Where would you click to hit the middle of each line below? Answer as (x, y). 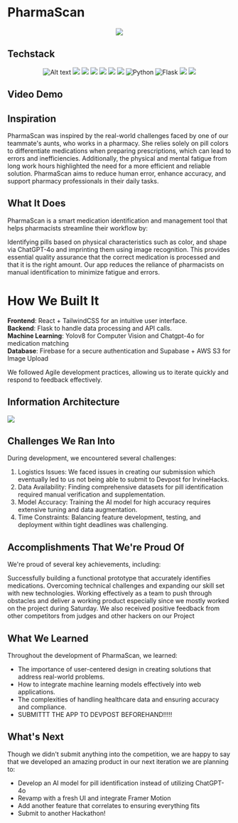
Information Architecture (64, 402)
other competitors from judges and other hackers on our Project (101, 616)
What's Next (36, 737)
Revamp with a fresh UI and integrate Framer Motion (94, 798)
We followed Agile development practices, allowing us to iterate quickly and (118, 372)
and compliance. (42, 707)
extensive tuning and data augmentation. (77, 510)
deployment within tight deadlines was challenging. (93, 525)
